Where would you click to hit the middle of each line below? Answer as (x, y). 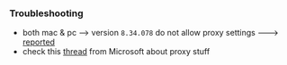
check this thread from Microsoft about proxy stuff (116, 52)
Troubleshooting (46, 13)
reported (39, 42)
